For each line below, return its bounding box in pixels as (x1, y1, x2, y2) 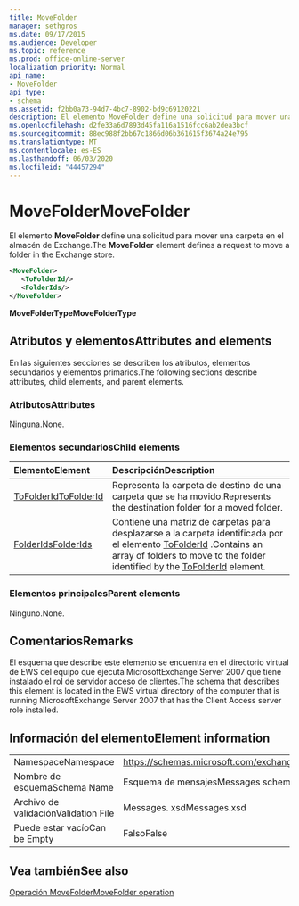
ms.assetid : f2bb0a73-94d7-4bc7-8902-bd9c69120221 (9, 104, 201, 113)
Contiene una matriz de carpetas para (111, 516, 271, 528)
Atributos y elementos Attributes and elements (9, 334, 272, 349)
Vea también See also (9, 863, 129, 878)
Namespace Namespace (13, 756, 115, 769)
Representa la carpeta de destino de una (111, 479, 282, 492)
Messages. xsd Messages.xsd (123, 802, 246, 814)
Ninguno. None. (9, 608, 65, 619)
